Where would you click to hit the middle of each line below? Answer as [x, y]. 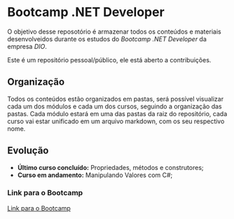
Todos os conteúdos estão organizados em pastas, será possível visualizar [116, 99]
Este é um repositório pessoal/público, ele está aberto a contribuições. [109, 59]
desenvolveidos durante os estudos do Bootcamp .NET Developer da [107, 38]
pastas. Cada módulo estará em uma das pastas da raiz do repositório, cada [117, 113]
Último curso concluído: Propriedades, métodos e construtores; [111, 167]
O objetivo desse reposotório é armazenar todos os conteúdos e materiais [115, 31]
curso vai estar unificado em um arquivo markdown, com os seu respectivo [116, 121]
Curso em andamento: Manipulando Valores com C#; [95, 175]
